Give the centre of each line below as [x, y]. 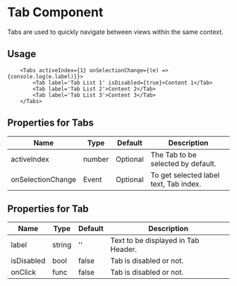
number [96, 159]
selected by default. [183, 163]
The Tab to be [174, 155]
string [62, 245]
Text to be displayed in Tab [155, 241]
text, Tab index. [176, 184]
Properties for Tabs [50, 123]
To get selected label [185, 175]
